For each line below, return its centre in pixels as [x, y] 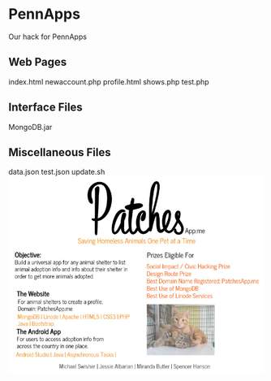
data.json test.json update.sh [57, 172]
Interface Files [45, 108]
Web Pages [38, 62]
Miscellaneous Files [60, 152]
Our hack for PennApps [48, 37]
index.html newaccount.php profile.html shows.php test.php [109, 81]
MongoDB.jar [30, 127]
